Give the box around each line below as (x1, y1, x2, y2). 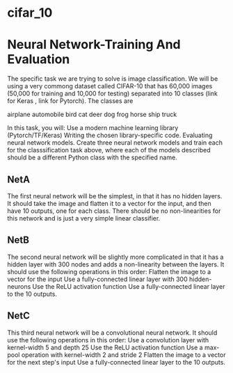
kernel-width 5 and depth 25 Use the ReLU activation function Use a (7, 343, 203, 351)
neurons (7, 282, 31, 290)
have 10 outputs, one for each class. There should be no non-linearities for (7, 207, 221, 215)
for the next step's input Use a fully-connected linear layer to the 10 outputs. (7, 358, 226, 366)
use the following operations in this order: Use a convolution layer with (7, 335, 209, 344)
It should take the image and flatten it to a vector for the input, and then (7, 199, 211, 207)
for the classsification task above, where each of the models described (7, 146, 211, 154)
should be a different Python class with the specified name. (7, 153, 177, 161)
